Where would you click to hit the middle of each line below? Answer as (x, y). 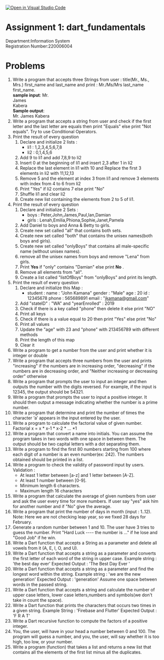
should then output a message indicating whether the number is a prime (85, 402)
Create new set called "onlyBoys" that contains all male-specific (84, 246)
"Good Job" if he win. (34, 538)
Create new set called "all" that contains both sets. (71, 230)
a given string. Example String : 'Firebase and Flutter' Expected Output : (85, 611)
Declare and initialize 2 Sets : (49, 209)
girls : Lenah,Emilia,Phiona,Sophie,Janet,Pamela (75, 220)
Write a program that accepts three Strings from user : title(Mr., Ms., (81, 79)
